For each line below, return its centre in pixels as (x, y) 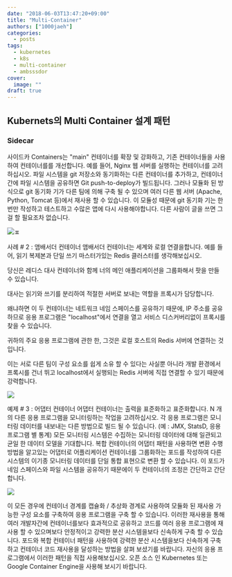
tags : (15, 46)
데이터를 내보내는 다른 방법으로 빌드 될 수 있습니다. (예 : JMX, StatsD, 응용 (121, 426)
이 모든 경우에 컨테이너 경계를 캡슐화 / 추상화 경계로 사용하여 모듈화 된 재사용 (111, 506)
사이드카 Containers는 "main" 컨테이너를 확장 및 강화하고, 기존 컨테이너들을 (110, 157)
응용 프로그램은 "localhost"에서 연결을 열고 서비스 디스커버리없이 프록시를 (125, 317)
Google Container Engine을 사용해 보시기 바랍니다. (77, 566)
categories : (24, 33)
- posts (25, 39)
